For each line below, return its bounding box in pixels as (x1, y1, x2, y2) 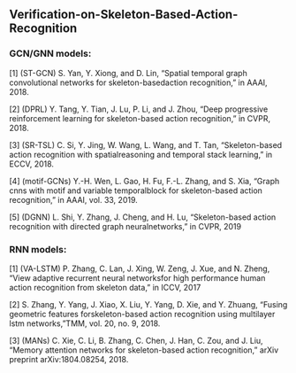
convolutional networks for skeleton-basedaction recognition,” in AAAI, (9, 77, 268, 88)
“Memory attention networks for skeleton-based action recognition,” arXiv (9, 345, 279, 355)
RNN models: (9, 243, 67, 255)
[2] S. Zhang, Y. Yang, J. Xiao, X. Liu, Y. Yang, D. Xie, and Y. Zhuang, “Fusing (9, 299, 288, 309)
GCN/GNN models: (9, 48, 92, 60)
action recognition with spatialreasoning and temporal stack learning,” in (9, 149, 273, 159)
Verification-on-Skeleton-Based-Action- (9, 7, 239, 22)
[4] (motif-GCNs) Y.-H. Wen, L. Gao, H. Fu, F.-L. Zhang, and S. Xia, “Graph (9, 175, 280, 186)
